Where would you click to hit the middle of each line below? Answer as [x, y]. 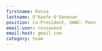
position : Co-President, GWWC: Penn [51, 22]
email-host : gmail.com [34, 33]
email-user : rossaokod [34, 28]
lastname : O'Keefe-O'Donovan [42, 17]
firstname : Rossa [27, 11]
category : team [25, 39]
